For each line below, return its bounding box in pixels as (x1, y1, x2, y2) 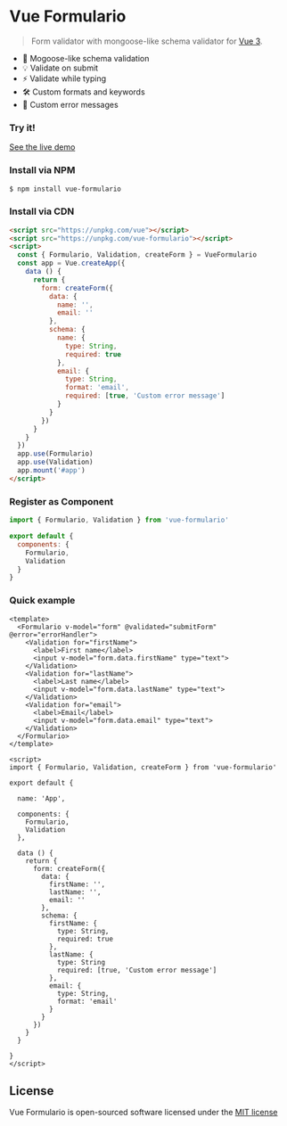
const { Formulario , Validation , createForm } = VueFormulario (17, 251, 257, 259)
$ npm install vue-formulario (9, 185, 122, 193)
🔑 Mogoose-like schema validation (21, 53, 150, 63)
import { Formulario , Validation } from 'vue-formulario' (9, 515, 229, 525)
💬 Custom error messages (21, 99, 119, 110)
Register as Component (9, 495, 114, 507)
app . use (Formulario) (17, 449, 94, 458)
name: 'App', (17, 793, 66, 803)
